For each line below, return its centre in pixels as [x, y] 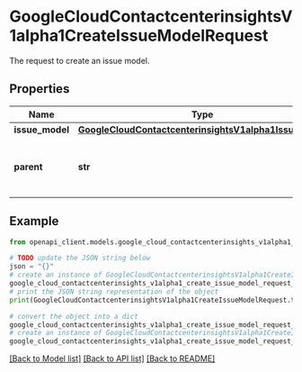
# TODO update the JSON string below [80, 259]
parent [28, 167]
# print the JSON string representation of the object [114, 291]
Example [34, 221]
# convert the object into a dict [74, 316]
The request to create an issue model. [80, 60]
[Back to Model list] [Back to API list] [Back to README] [112, 358]
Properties [40, 89]
